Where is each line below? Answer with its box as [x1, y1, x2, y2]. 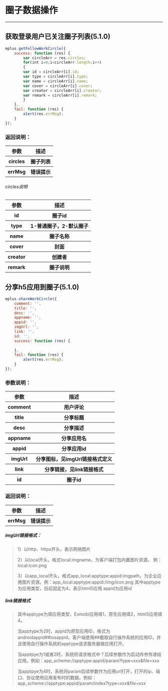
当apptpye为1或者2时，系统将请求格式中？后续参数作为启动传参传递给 [17, 651, 161, 657]
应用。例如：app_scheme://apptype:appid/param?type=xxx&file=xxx [17, 658, 160, 664]
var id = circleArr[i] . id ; [23, 69, 79, 74]
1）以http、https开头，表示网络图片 [17, 546, 91, 552]
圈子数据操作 [5, 5, 58, 16]
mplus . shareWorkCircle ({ [5, 296, 57, 302]
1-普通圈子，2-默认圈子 [30, 223, 88, 230]
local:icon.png [17, 562, 47, 568]
